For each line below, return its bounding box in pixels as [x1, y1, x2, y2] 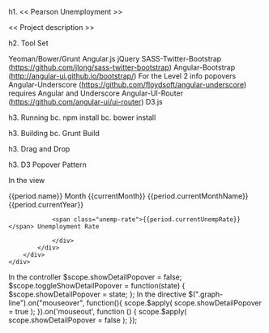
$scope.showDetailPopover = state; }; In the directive [8, 289, 187, 299]
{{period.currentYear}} [8, 200, 83, 209]
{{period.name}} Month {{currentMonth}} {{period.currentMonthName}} [8, 191, 249, 201]
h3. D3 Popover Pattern [8, 160, 87, 169]
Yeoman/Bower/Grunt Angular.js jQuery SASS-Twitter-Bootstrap [8, 54, 222, 63]
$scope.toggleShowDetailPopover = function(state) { [8, 281, 186, 290]
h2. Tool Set [8, 38, 49, 48]
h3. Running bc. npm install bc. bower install [8, 113, 156, 122]
